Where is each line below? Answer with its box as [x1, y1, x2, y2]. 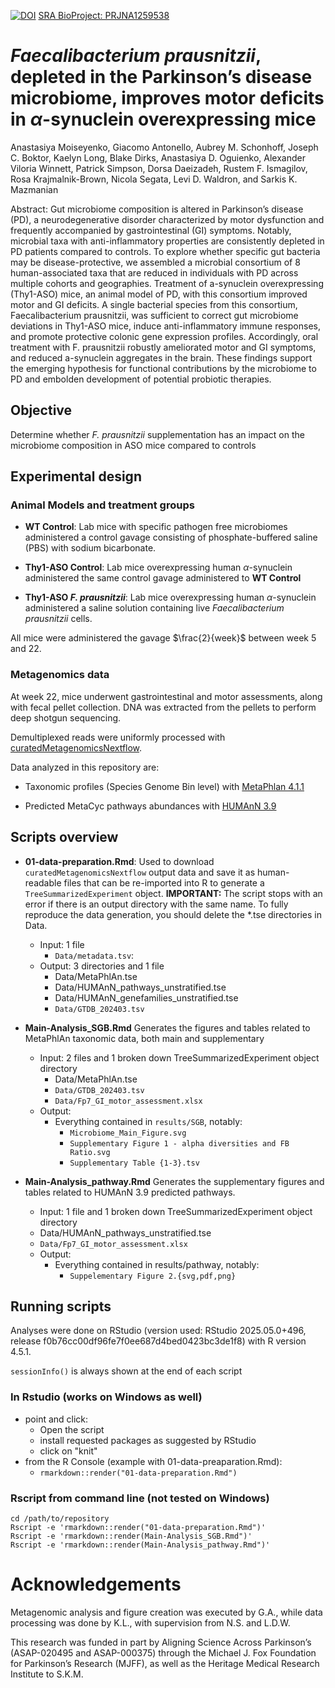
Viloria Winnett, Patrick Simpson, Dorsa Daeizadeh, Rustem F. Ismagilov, [10, 162, 308, 174]
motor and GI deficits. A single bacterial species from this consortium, [10, 298, 298, 310]
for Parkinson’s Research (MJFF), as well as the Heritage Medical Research [10, 1657, 320, 1669]
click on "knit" [39, 1445, 98, 1457]
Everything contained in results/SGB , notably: [54, 1115, 243, 1127]
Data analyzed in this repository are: [10, 761, 160, 773]
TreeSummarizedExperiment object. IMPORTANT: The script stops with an [24, 887, 323, 899]
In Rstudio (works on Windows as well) [10, 1390, 203, 1404]
